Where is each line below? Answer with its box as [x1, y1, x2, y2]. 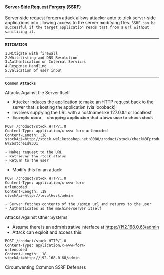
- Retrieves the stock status [5, 154, 67, 159]
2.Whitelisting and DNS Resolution [5, 55, 78, 60]
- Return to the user [5, 158, 49, 163]
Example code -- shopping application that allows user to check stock [12, 115, 153, 120]
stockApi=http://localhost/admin [5, 193, 73, 198]
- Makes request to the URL [5, 150, 62, 155]
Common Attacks [5, 81, 36, 86]
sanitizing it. [5, 29, 36, 34]
